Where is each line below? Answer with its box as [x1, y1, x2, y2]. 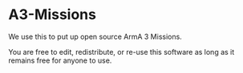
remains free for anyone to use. [8, 56, 112, 65]
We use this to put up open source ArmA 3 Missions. [8, 32, 182, 41]
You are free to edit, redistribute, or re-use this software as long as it [8, 47, 235, 56]
